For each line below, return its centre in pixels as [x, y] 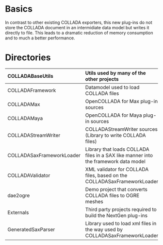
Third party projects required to [121, 209]
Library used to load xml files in [121, 223]
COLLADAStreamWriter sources [121, 129]
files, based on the [106, 175]
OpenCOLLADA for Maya [114, 115]
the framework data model [115, 161]
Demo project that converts [116, 189]
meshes [94, 201]
